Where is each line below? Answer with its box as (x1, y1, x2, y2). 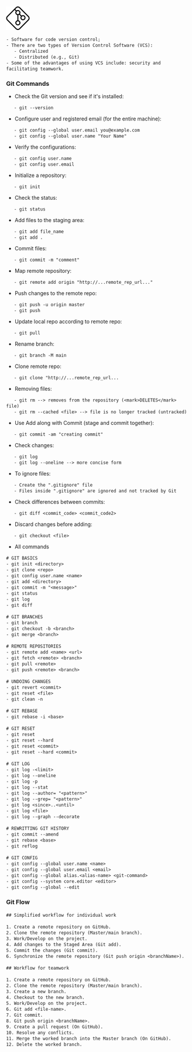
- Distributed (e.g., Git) (13, 54, 80, 60)
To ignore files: (14, 470, 51, 477)
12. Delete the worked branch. (6, 1041, 83, 1047)
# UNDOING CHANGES (6, 679, 51, 685)
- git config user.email (13, 162, 75, 167)
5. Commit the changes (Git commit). (6, 947, 98, 953)
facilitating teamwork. (6, 66, 64, 72)
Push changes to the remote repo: (14, 290, 97, 297)
